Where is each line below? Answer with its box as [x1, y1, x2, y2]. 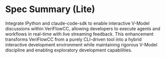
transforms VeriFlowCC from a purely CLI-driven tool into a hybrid [5, 36, 142, 42]
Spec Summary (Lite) [5, 4, 96, 15]
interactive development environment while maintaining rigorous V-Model [5, 41, 157, 47]
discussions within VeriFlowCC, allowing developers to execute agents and [5, 25, 160, 31]
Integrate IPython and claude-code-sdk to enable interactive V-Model [5, 20, 150, 26]
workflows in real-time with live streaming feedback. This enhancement [5, 31, 154, 37]
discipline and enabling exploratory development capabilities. [5, 47, 132, 53]
